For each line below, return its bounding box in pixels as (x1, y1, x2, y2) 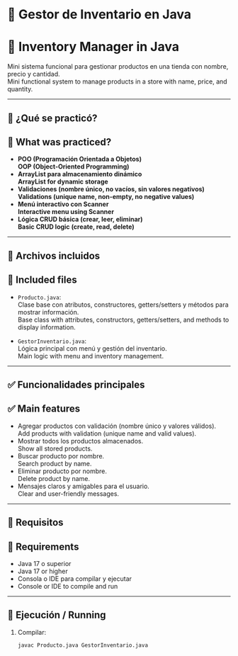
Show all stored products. (17, 444, 93, 453)
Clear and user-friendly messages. (17, 489, 119, 498)
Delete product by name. (17, 474, 91, 482)
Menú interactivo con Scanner (17, 200, 109, 208)
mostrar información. (17, 307, 79, 316)
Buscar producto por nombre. (17, 451, 105, 460)
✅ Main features (7, 403, 81, 415)
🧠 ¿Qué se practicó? (7, 112, 98, 124)
